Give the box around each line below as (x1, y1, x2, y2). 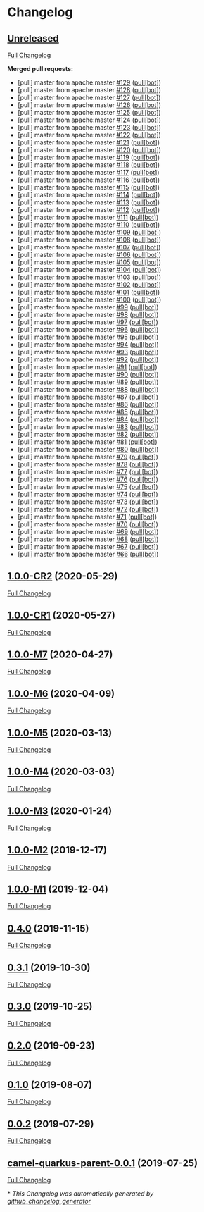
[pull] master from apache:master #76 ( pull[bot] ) (17, 475, 158, 483)
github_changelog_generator (7, 1197, 91, 1205)
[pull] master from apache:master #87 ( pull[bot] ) (17, 392, 158, 401)
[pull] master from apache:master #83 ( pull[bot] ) (17, 423, 159, 431)
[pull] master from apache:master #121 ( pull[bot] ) (17, 138, 160, 147)
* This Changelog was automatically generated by (7, 1189, 154, 1198)
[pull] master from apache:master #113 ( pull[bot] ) (17, 198, 160, 206)
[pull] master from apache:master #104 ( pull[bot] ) (17, 266, 162, 273)
